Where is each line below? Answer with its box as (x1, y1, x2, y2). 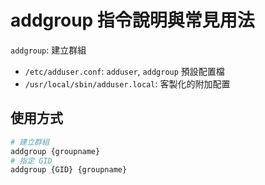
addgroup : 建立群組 (10, 44, 87, 56)
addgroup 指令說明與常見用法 (10, 9, 255, 32)
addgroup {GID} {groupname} (10, 165, 128, 175)
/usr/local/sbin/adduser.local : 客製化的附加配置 (24, 77, 231, 90)
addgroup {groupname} (10, 146, 101, 156)
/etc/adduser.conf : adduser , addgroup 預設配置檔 (24, 65, 225, 77)
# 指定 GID (10, 156, 53, 166)
